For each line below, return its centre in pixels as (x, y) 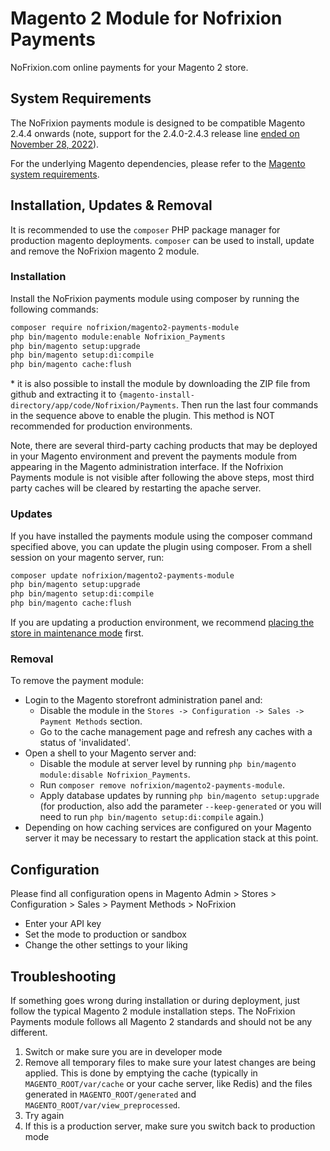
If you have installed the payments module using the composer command (161, 536)
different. (29, 1032)
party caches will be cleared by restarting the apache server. (136, 488)
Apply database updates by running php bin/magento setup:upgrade (179, 796)
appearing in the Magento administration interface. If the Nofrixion (147, 467)
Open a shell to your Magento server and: (110, 753)
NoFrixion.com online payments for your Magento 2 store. (129, 67)
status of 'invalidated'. (85, 743)
